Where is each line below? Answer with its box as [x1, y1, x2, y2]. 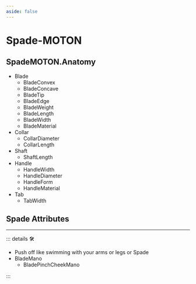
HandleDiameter [23, 172, 62, 179]
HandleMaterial [23, 184, 60, 191]
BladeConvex [23, 78, 55, 85]
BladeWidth [23, 116, 51, 123]
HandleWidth [23, 166, 55, 173]
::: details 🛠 [6, 235, 35, 242]
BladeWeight [23, 104, 54, 111]
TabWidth [23, 197, 47, 204]
